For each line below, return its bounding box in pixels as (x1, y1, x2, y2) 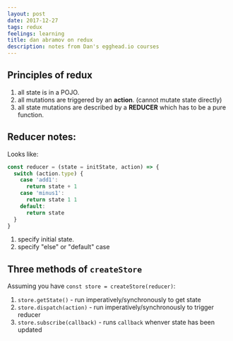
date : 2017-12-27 (7, 17, 59, 24)
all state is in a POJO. (17, 88, 80, 96)
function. (17, 110, 44, 119)
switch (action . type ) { (13, 170, 83, 177)
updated (17, 325, 42, 334)
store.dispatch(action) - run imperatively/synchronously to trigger (17, 303, 214, 311)
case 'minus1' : (20, 190, 65, 197)
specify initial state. (17, 235, 75, 244)
